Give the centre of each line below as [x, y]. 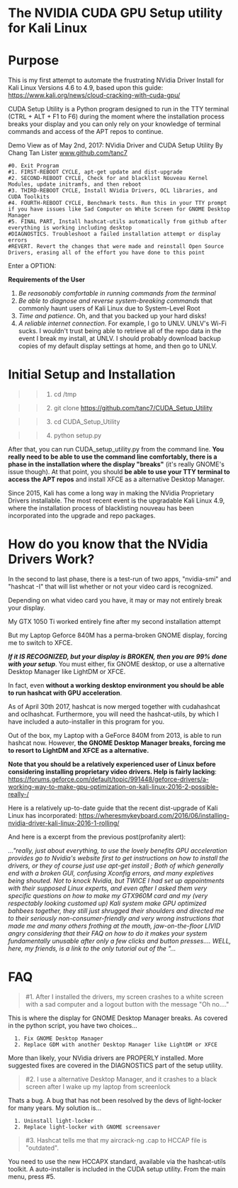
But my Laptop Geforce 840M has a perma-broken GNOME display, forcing [118, 635]
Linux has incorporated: [42, 816]
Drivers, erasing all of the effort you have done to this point [106, 253]
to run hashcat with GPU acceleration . [65, 693]
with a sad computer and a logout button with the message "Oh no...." [127, 1004]
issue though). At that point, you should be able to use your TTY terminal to [119, 472]
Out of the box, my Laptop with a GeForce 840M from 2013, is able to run [115, 735]
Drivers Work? [51, 560]
